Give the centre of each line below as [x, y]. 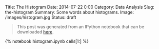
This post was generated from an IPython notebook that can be [81, 27]
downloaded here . [35, 32]
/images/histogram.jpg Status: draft [41, 17]
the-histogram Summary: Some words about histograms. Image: [70, 12]
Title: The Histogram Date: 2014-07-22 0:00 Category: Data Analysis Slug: [80, 7]
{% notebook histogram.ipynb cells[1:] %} [47, 41]
